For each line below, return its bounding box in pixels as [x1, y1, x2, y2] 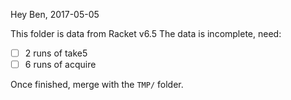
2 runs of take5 [24, 47, 88, 59]
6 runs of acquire [24, 59, 97, 71]
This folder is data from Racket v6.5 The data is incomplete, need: [10, 28, 282, 39]
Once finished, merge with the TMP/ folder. [10, 79, 184, 91]
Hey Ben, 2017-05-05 [10, 9, 100, 20]
